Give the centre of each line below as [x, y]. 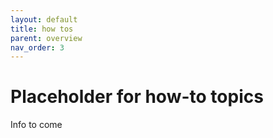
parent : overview [46, 38]
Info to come [36, 125]
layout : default [44, 19]
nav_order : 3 [37, 47]
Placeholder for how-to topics [137, 97]
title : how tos [42, 29]
